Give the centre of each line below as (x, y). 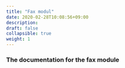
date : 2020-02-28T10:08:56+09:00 (47, 17)
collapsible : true (29, 34)
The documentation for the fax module (63, 60)
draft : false (22, 28)
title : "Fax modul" (30, 12)
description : (22, 22)
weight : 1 (18, 39)
